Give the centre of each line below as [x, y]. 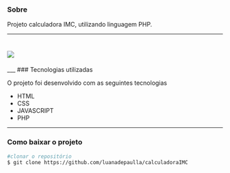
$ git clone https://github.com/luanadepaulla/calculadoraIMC [98, 163]
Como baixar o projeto [45, 142]
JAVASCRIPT [35, 111]
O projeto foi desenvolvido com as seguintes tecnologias [87, 83]
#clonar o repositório [39, 156]
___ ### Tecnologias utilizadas [50, 70]
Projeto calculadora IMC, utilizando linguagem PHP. [80, 25]
